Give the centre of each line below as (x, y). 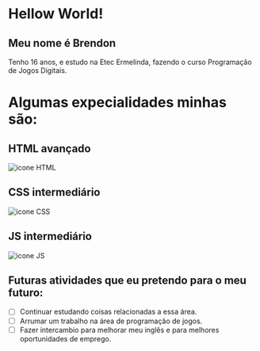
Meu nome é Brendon (62, 43)
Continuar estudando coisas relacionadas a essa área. (108, 312)
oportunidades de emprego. (65, 338)
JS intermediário (50, 237)
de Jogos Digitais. (38, 71)
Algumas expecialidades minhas (118, 103)
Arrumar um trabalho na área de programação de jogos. (111, 321)
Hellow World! (56, 14)
